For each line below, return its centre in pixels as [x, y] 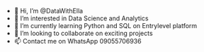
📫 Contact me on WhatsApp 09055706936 [78, 41]
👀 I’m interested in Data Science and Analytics [81, 18]
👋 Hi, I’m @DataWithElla [49, 11]
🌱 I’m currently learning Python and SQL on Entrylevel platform [106, 26]
